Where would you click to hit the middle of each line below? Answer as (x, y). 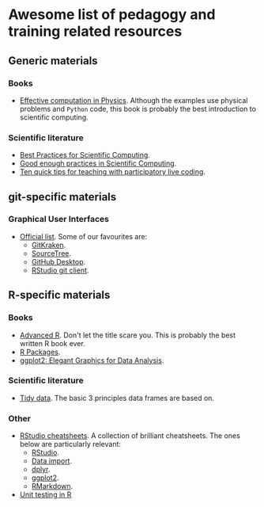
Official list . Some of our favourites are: (83, 236)
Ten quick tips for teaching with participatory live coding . (112, 172)
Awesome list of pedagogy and (112, 15)
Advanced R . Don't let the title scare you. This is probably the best (127, 335)
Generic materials (53, 61)
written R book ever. (52, 343)
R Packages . (40, 352)
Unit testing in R (45, 495)
